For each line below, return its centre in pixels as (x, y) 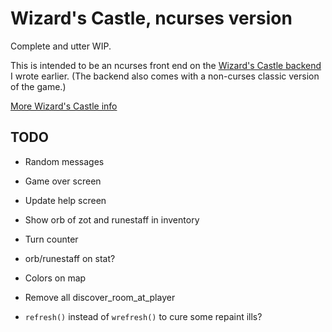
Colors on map (55, 278)
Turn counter (51, 239)
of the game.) (38, 86)
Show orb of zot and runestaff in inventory (112, 219)
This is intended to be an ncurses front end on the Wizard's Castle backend (166, 65)
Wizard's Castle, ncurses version (151, 18)
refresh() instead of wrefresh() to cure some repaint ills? (143, 316)
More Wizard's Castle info (64, 106)
